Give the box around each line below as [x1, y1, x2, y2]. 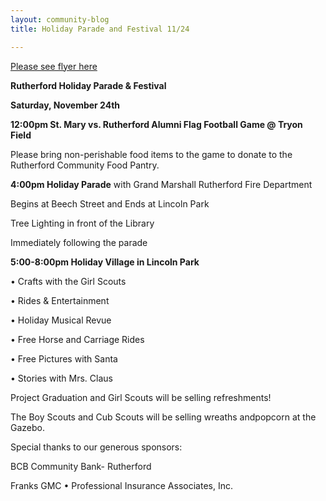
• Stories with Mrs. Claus [10, 372, 113, 384]
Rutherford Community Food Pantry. [10, 159, 160, 171]
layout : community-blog [10, 14, 110, 25]
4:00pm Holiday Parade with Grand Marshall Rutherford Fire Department [10, 178, 313, 190]
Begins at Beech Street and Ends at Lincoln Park [10, 197, 210, 210]
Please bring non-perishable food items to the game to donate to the [10, 148, 293, 160]
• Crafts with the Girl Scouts [10, 275, 127, 287]
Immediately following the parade [10, 236, 148, 248]
